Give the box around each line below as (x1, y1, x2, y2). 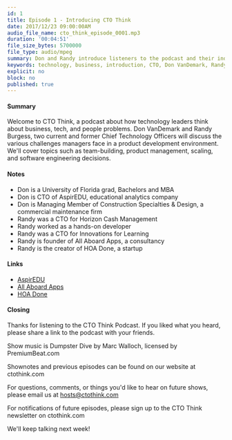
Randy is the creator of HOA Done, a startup (17, 244, 143, 252)
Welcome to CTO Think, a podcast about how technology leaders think (7, 117, 209, 126)
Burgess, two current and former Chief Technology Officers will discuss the (7, 132, 222, 140)
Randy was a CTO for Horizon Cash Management (17, 215, 157, 223)
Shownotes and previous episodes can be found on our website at (7, 363, 196, 371)
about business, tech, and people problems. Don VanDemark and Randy (7, 125, 213, 133)
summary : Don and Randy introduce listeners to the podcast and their (7, 55, 215, 62)
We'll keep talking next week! (7, 425, 90, 433)
